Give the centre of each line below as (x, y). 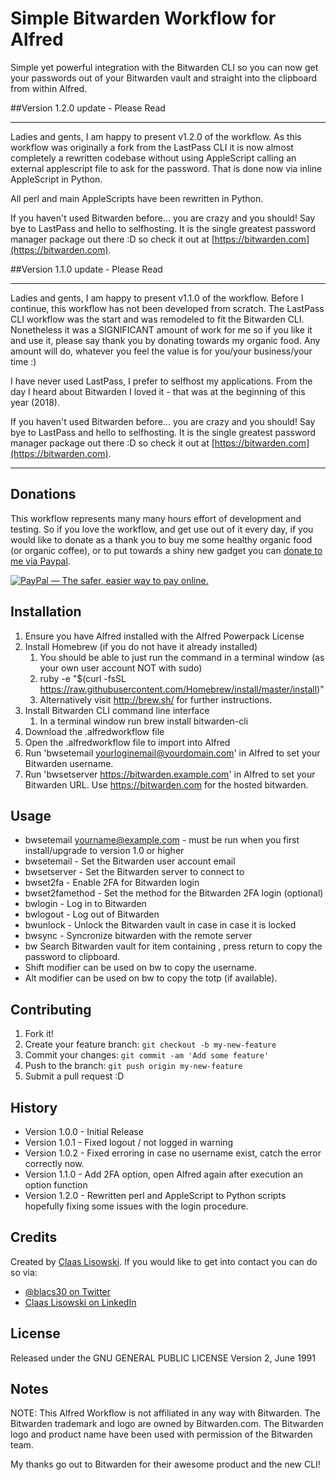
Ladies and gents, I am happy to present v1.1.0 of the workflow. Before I (157, 298)
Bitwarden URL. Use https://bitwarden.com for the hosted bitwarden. (166, 784)
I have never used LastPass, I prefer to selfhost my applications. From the (161, 381)
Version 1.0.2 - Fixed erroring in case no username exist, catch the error (173, 1153)
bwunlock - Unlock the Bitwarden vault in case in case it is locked (160, 925)
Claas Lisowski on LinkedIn (80, 1302)
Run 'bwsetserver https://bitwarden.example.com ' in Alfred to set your (170, 774)
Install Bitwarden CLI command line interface (117, 710)
